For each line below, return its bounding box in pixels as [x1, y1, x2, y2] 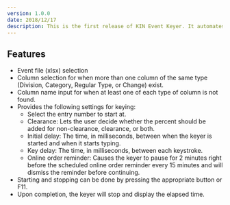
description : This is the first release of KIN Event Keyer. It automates [7, 23, 225, 29]
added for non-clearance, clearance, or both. [27, 125, 155, 133]
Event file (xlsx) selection [16, 67, 88, 75]
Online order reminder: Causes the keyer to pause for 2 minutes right [27, 154, 222, 162]
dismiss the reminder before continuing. [27, 169, 140, 177]
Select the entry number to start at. [27, 110, 127, 119]
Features [7, 48, 46, 60]
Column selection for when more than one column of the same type [16, 73, 208, 82]
